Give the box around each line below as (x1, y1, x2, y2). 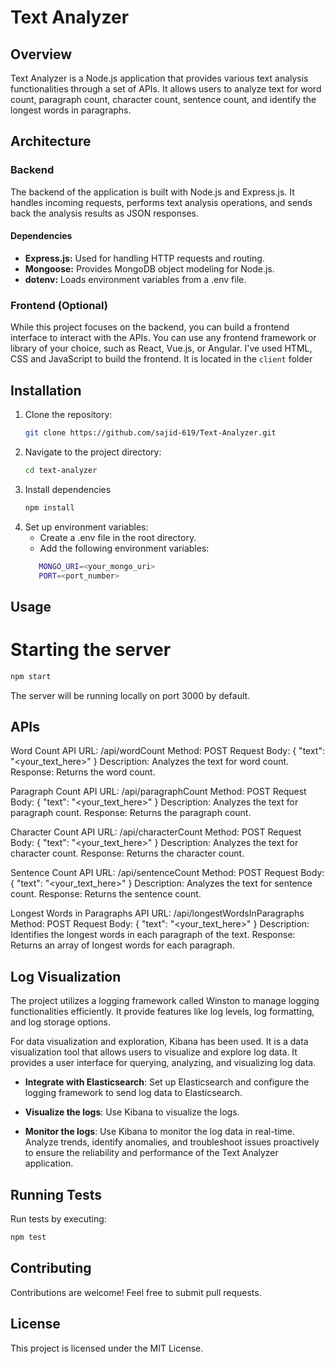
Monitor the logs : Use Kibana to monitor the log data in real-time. (24, 1126, 296, 1138)
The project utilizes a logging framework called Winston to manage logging (10, 995, 320, 1007)
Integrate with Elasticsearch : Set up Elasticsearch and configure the (24, 1076, 310, 1088)
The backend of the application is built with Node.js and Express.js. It (10, 186, 295, 198)
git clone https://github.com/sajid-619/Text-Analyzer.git (24, 428, 277, 438)
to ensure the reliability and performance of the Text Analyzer (24, 1147, 279, 1159)
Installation (10, 382, 82, 399)
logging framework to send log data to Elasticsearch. (24, 1087, 243, 1099)
